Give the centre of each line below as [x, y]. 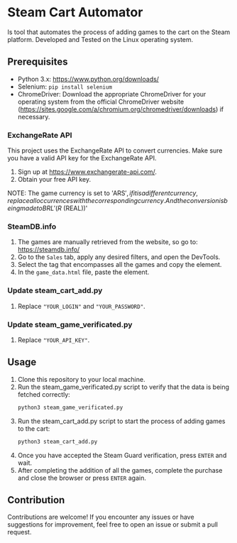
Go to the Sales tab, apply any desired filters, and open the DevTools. [119, 257]
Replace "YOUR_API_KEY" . [54, 340]
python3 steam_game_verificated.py [70, 407]
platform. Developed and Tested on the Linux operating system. [100, 39]
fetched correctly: [44, 394]
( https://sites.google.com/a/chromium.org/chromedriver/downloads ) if [121, 109]
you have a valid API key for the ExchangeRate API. [82, 158]
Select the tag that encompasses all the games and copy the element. [120, 265]
